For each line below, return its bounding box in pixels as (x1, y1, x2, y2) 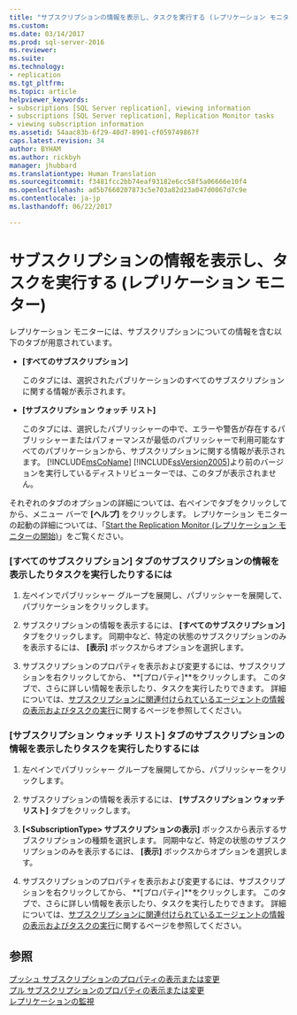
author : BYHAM (9, 144, 62, 153)
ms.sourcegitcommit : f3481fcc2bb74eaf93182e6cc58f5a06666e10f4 (9, 178, 247, 187)
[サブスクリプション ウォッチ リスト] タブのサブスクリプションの (9, 729, 286, 742)
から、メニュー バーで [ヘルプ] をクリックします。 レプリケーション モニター (9, 508, 288, 519)
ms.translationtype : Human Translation (9, 169, 156, 178)
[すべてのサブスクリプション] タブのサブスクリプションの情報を (9, 555, 280, 567)
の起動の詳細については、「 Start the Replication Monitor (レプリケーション (9, 519, 277, 530)
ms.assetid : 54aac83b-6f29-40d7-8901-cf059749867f (9, 128, 200, 137)
